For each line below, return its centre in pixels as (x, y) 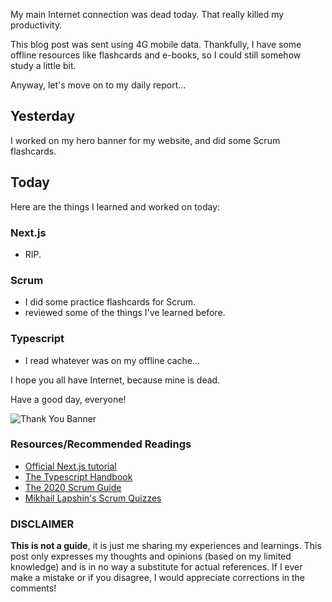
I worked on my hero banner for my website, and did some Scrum (145, 140)
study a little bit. (43, 65)
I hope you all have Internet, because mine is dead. (115, 380)
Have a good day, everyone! (68, 399)
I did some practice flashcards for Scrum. (110, 302)
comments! (33, 588)
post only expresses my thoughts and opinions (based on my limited (151, 556)
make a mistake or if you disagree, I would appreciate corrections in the (158, 578)
